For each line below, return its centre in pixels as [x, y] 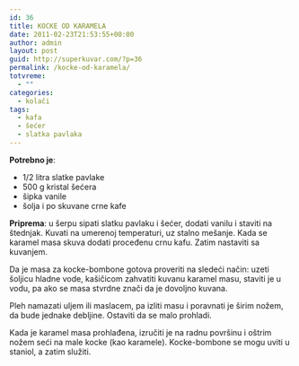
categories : [31, 92]
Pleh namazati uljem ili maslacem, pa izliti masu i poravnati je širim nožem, [147, 305]
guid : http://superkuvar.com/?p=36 [76, 59]
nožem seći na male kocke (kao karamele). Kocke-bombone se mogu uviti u [149, 342]
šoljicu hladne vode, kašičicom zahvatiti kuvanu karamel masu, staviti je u [145, 278]
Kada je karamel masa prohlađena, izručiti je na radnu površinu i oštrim [141, 332]
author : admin [36, 43]
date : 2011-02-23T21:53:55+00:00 [72, 34]
